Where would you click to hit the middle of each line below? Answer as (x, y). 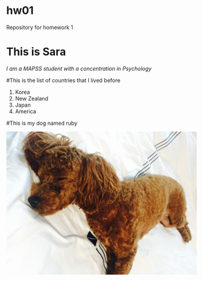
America (25, 111)
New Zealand (31, 98)
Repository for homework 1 (40, 27)
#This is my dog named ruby (42, 123)
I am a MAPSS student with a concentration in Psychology (79, 68)
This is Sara (36, 52)
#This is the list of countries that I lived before (63, 80)
